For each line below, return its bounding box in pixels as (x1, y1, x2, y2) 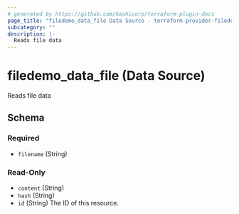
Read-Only (7, 167, 46, 177)
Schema (7, 112, 45, 124)
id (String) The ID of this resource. (17, 199, 119, 208)
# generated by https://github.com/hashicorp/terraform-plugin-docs (7, 10, 215, 18)
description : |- (7, 30, 55, 38)
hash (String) (17, 191, 55, 200)
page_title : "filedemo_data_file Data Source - (7, 17, 152, 24)
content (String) (17, 183, 65, 193)
